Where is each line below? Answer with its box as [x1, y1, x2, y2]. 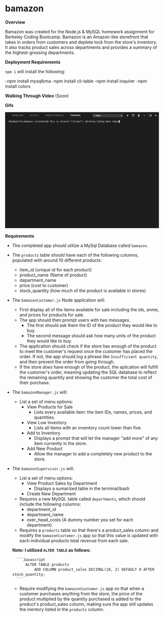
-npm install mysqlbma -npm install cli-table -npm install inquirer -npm [5, 78, 147, 84]
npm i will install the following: [5, 68, 65, 74]
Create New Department [26, 490, 76, 496]
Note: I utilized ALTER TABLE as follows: [12, 547, 91, 553]
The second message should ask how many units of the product [26, 332, 156, 339]
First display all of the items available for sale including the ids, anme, [19, 306, 159, 312]
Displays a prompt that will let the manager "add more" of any [34, 435, 158, 441]
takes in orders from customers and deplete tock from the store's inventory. [5, 39, 158, 45]
